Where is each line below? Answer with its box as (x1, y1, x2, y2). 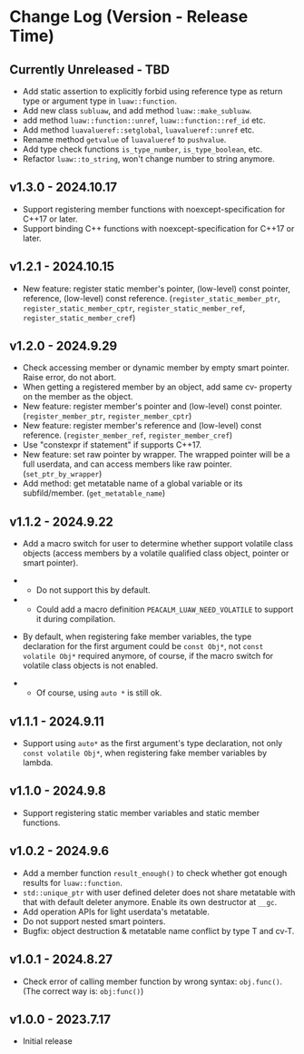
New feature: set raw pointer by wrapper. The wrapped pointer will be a (22, 449, 290, 460)
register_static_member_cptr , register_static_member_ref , (22, 302, 246, 313)
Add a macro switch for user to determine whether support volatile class (22, 538, 293, 549)
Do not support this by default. (35, 585, 152, 596)
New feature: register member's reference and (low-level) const (22, 420, 262, 431)
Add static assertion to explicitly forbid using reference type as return (22, 86, 283, 96)
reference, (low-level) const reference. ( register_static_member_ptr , (22, 292, 281, 303)
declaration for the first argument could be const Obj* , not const (22, 641, 264, 652)
